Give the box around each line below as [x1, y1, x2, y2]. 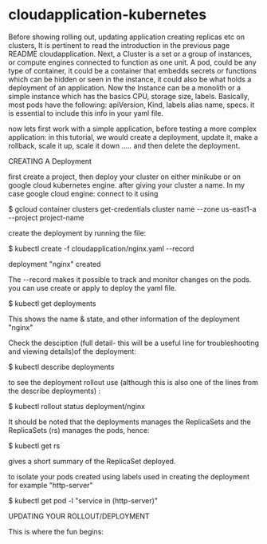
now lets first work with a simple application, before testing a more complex [8, 124, 257, 133]
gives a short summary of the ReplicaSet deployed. [8, 456, 176, 466]
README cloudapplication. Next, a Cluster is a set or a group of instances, [8, 49, 253, 58]
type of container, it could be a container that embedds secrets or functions [8, 66, 257, 75]
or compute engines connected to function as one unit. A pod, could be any [8, 58, 257, 67]
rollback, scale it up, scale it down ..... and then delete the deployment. [8, 141, 241, 150]
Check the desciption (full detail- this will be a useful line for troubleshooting [8, 338, 260, 347]
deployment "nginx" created [8, 259, 101, 268]
